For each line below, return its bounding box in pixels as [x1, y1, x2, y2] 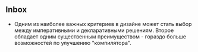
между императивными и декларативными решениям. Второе [14, 27, 174, 34]
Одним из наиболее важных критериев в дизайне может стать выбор [14, 20, 192, 27]
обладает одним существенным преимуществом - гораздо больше [14, 32, 187, 40]
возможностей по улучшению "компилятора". [14, 39, 131, 46]
